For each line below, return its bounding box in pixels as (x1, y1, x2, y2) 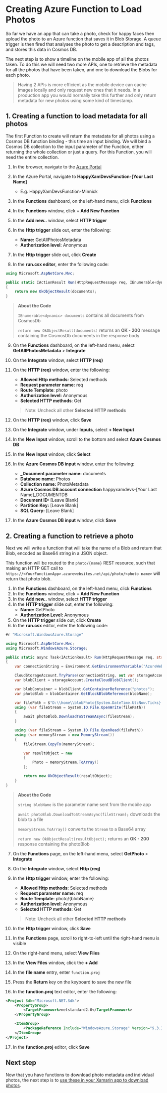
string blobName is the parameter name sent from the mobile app (17, 801, 151, 808)
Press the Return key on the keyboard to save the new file (12, 979, 132, 985)
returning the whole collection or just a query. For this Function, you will (5, 148, 152, 155)
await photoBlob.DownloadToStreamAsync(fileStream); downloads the (17, 811, 161, 817)
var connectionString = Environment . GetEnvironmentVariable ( (14, 664, 143, 669)
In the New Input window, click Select (12, 451, 91, 457)
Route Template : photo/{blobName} (20, 895, 94, 901)
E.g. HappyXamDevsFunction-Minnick (20, 188, 98, 194)
